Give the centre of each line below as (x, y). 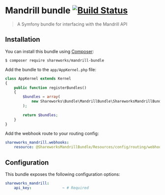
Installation (23, 40)
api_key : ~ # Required (52, 188)
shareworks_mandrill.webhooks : (37, 142)
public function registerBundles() (50, 88)
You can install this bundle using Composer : (50, 51)
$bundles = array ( (41, 97)
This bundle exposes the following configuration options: (63, 174)
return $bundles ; (40, 115)
